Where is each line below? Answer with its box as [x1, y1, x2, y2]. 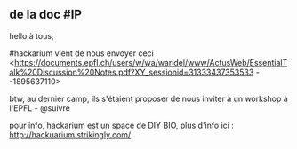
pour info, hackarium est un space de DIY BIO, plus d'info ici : [9, 120, 234, 130]
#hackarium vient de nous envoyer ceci [9, 48, 154, 59]
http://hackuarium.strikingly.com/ [9, 129, 132, 140]
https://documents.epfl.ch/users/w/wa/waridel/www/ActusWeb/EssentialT [14, 57, 288, 67]
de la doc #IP [9, 7, 83, 22]
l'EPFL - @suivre [9, 102, 71, 114]
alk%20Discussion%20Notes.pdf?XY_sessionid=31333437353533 [9, 67, 254, 77]
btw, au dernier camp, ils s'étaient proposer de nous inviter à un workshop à [9, 93, 289, 104]
